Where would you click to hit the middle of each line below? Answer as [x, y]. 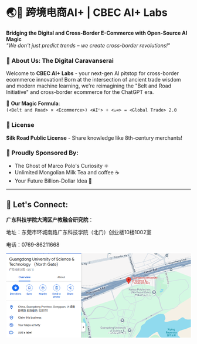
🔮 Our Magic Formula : [33, 103]
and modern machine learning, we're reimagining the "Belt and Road [89, 86]
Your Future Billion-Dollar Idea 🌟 [53, 181]
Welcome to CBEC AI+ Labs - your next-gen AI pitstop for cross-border [92, 73]
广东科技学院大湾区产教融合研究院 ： [50, 220]
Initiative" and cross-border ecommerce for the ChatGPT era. [80, 92]
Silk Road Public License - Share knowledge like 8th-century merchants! [94, 138]
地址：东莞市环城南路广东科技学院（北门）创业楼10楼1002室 [79, 232]
